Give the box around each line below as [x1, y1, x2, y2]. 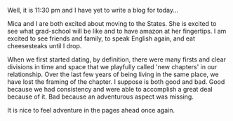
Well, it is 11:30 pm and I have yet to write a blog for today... [7, 6, 179, 14]
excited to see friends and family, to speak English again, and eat [7, 34, 195, 43]
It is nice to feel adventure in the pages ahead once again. [7, 106, 175, 114]
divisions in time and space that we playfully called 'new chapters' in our [7, 63, 218, 71]
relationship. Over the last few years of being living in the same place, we [7, 70, 219, 78]
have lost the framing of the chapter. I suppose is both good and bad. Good [7, 78, 225, 86]
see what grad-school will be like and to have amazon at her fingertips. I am [7, 27, 227, 35]
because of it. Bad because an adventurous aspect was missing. [7, 92, 194, 101]
